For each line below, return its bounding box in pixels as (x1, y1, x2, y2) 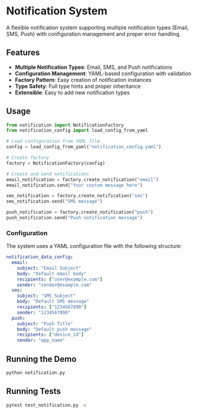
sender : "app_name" (17, 338, 66, 344)
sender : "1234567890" (17, 309, 70, 315)
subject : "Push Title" (17, 321, 73, 327)
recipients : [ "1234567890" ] (17, 304, 87, 310)
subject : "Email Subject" (17, 265, 82, 271)
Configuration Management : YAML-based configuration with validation (14, 70, 192, 77)
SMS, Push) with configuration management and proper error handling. (6, 30, 181, 37)
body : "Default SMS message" (17, 299, 90, 305)
